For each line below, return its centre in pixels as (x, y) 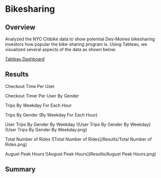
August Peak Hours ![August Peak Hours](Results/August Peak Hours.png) (80, 154)
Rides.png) (16, 144)
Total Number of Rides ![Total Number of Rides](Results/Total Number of (79, 139)
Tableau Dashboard (25, 59)
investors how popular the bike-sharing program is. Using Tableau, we (76, 44)
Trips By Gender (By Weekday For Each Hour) (51, 115)
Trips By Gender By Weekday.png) (52, 129)
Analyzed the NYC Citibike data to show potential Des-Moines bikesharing (80, 39)
